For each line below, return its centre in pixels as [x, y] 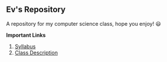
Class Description [36, 53]
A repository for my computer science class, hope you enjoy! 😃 [83, 23]
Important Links [26, 35]
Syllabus [25, 46]
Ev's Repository [36, 10]
